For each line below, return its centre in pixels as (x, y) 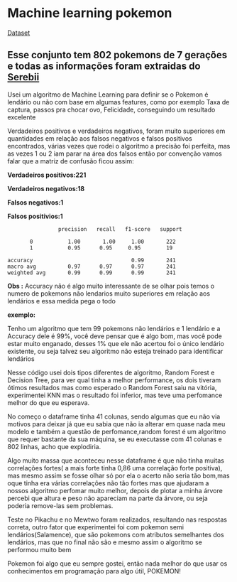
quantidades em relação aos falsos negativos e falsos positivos (100, 138)
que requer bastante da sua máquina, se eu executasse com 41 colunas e (115, 439)
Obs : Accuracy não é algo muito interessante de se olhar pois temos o (111, 286)
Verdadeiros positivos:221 (47, 175)
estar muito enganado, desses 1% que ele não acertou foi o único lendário (116, 343)
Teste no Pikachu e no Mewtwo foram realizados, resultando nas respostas (117, 519)
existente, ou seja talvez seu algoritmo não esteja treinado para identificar (115, 351)
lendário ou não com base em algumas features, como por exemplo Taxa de (118, 102)
